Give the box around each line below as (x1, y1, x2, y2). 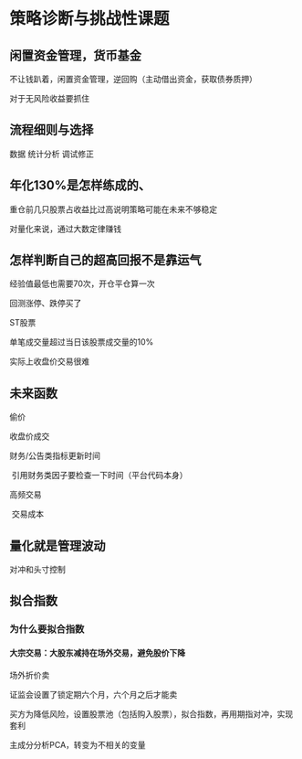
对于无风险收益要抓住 (9, 93, 89, 103)
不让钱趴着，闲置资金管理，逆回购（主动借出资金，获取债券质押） (9, 74, 257, 84)
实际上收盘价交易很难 (9, 356, 89, 367)
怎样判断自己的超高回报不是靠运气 (9, 252, 202, 268)
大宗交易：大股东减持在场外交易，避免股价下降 (9, 647, 185, 658)
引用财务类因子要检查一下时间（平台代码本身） (11, 470, 188, 481)
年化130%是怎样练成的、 (9, 177, 151, 193)
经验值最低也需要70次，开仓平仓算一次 (9, 278, 155, 289)
